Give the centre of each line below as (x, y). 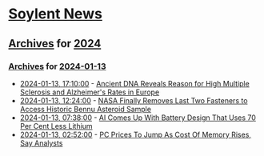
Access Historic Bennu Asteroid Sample (86, 109)
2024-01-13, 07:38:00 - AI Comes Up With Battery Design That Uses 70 (138, 118)
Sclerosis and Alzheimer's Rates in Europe (90, 92)
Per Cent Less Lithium (56, 126)
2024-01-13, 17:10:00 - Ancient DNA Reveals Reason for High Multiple (134, 83)
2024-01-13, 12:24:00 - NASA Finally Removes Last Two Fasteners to (134, 100)
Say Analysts (41, 143)
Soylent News (55, 14)
